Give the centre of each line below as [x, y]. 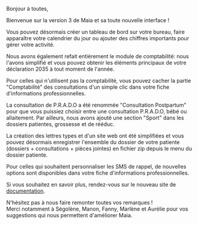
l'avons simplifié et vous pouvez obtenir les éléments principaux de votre [97, 63]
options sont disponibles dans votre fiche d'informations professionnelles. [98, 173]
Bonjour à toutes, [28, 9]
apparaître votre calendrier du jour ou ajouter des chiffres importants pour [98, 38]
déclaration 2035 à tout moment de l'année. [61, 69]
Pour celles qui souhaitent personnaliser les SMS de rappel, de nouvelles [96, 166]
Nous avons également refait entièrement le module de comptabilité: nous [97, 56]
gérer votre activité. [31, 45]
